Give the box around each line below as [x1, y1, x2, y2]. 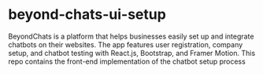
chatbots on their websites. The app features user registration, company [8, 39, 243, 49]
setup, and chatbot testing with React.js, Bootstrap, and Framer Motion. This [8, 48, 256, 57]
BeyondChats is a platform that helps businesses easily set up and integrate [8, 31, 254, 41]
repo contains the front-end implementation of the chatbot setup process [8, 57, 246, 66]
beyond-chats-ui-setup [8, 6, 167, 24]
